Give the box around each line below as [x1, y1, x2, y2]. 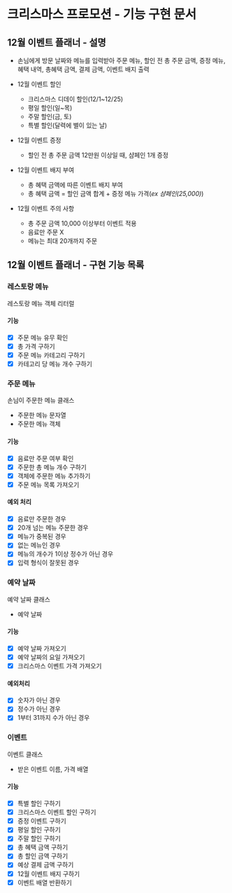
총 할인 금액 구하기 [17, 852, 68, 860]
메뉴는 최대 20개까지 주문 [27, 237, 98, 245]
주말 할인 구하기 [17, 834, 61, 843]
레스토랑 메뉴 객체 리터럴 [7, 299, 75, 307]
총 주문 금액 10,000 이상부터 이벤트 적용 [27, 219, 137, 228]
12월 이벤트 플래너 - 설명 [7, 36, 106, 48]
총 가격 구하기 [17, 342, 55, 350]
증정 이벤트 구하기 [17, 817, 66, 825]
